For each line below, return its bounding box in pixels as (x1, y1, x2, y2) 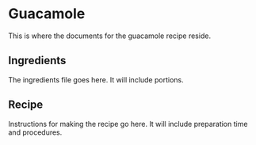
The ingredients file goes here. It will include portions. (8, 74, 184, 84)
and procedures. (8, 128, 63, 137)
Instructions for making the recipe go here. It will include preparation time (8, 119, 248, 128)
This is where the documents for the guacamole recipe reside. (8, 31, 212, 40)
